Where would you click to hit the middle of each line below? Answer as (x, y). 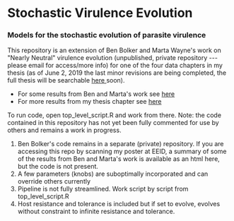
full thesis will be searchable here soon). (66, 80)
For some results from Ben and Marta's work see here (96, 94)
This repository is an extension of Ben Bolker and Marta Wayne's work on (114, 50)
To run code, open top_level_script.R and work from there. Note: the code (114, 115)
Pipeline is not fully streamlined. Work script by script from (103, 189)
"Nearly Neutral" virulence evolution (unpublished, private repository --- (112, 58)
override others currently (54, 181)
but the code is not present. (58, 167)
